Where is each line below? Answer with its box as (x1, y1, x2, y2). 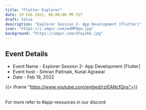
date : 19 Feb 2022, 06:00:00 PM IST (5, 12, 83, 17)
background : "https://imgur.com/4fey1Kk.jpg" (5, 31, 103, 36)
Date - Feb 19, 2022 (12, 74, 54, 80)
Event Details (5, 50, 48, 58)
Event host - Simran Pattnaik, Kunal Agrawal (12, 68, 105, 75)
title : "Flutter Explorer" (5, 7, 62, 13)
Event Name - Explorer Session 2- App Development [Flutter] (12, 63, 141, 69)
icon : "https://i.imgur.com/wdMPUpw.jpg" (5, 26, 94, 31)
